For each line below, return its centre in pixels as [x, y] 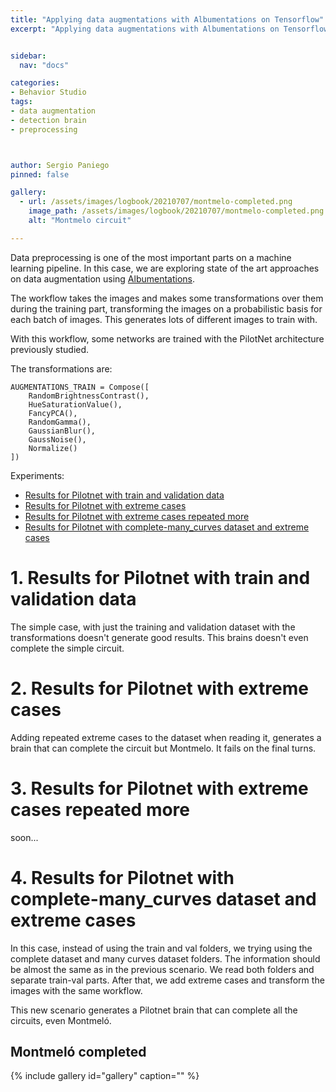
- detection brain [48, 120]
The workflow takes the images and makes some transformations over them [167, 298]
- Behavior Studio [48, 92]
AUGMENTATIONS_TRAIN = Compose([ [80, 387]
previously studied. [50, 349]
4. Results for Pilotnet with [122, 877]
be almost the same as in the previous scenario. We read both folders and [162, 969]
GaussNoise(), [57, 439]
